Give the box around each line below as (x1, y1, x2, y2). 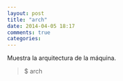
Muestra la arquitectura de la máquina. (7, 54, 117, 62)
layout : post (7, 10, 45, 17)
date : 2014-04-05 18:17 (7, 22, 76, 29)
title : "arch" (7, 16, 48, 23)
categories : (7, 35, 41, 42)
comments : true (7, 29, 51, 36)
